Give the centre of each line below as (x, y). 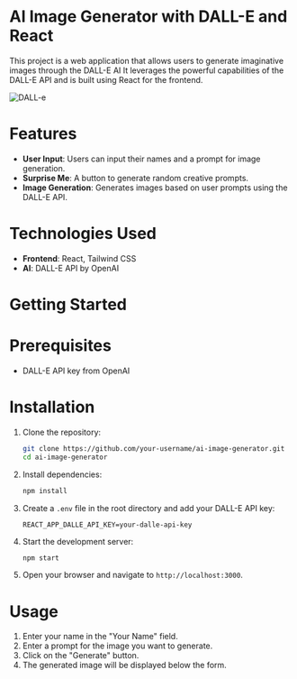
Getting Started (68, 305)
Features (43, 134)
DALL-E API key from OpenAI (76, 371)
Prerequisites (61, 346)
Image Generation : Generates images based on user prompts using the (155, 188)
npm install (45, 491)
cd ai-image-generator (65, 457)
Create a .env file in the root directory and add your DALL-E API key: (148, 508)
